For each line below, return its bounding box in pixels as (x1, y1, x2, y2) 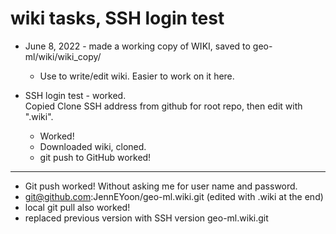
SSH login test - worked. (24, 89, 127, 101)
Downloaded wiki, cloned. (39, 140, 147, 152)
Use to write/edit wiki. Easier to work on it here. (39, 70, 235, 82)
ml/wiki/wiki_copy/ (24, 50, 102, 62)
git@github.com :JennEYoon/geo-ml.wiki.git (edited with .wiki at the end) (24, 190, 324, 202)
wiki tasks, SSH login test (10, 7, 225, 30)
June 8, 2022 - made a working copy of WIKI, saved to (24, 40, 251, 52)
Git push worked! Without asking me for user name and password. (24, 180, 298, 192)
